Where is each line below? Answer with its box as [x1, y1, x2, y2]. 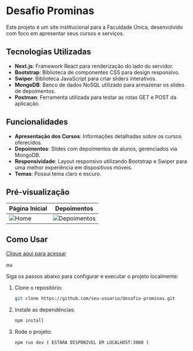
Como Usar [6, 234, 48, 245]
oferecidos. [14, 139, 43, 146]
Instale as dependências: [14, 306, 75, 313]
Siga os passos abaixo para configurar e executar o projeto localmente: [6, 273, 179, 280]
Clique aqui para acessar [6, 250, 66, 257]
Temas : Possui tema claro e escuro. [14, 170, 101, 177]
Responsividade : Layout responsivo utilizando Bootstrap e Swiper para [14, 158, 188, 165]
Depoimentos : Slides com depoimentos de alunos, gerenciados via [14, 145, 178, 152]
